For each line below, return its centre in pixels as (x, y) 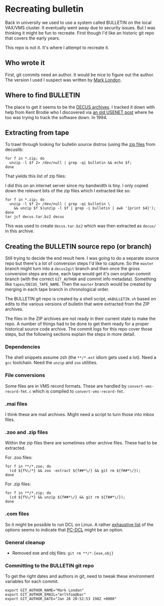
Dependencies (23, 347)
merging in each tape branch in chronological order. (57, 290)
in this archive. (20, 231)
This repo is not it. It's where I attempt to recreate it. (57, 47)
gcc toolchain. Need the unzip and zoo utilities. (51, 363)
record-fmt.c (18, 392)
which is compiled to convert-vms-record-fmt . (78, 391)
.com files (17, 514)
